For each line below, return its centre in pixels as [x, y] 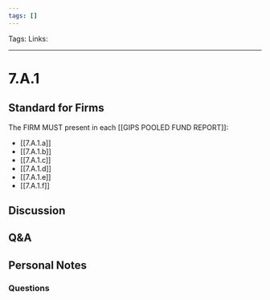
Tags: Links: [28, 39]
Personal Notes [47, 265]
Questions [29, 288]
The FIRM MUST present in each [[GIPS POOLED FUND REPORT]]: [119, 127]
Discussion [37, 211]
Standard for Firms [56, 108]
